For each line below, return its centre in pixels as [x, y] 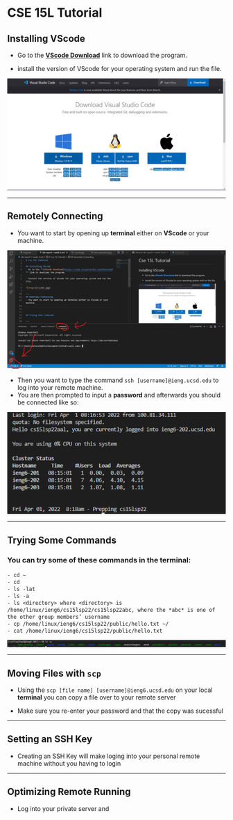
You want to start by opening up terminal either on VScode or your [113, 233]
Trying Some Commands [62, 540]
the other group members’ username [59, 617]
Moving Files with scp [54, 673]
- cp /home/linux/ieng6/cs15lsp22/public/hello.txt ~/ [88, 624]
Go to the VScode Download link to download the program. [102, 55]
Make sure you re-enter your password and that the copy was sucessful [120, 711]
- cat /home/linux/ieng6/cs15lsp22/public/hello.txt [85, 631]
